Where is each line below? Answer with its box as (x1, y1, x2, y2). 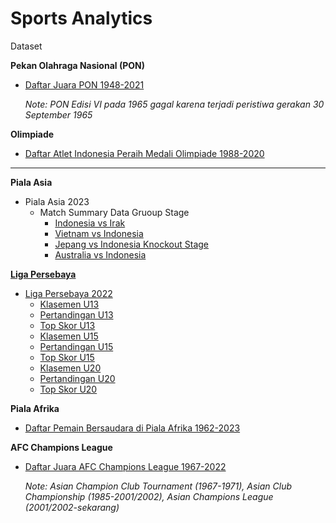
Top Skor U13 (39, 319, 96, 331)
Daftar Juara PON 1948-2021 (24, 78, 145, 91)
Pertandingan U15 (39, 340, 114, 352)
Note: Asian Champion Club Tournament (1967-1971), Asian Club (24, 480, 293, 492)
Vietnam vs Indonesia (54, 227, 144, 239)
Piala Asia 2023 (24, 195, 90, 207)
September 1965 (24, 108, 93, 121)
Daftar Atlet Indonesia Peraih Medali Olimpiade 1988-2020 (24, 147, 265, 159)
